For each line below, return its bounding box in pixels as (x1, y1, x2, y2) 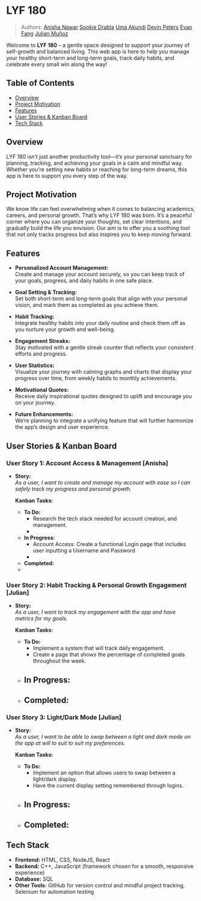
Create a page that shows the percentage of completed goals (32, 651, 185, 658)
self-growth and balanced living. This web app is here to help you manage (6, 47, 190, 55)
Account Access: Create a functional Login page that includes (32, 540, 186, 547)
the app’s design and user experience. (14, 423, 110, 431)
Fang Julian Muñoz (20, 29, 68, 37)
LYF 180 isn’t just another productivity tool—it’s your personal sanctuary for (6, 153, 193, 160)
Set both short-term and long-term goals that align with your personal (14, 295, 188, 302)
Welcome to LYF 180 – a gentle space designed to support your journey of (6, 41, 190, 49)
